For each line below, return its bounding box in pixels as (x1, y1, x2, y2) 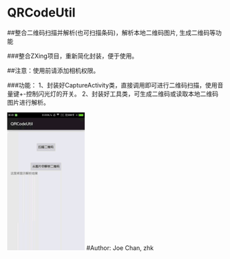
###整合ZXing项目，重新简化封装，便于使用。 (7, 52, 138, 60)
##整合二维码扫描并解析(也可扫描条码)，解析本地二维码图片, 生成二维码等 (7, 28, 216, 37)
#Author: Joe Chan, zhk (85, 243, 154, 252)
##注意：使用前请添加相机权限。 (7, 66, 100, 74)
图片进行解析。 (7, 98, 50, 106)
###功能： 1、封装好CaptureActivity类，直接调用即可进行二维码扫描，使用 (7, 81, 218, 89)
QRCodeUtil (7, 5, 76, 21)
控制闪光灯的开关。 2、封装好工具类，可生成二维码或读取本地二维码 (25, 90, 219, 98)
